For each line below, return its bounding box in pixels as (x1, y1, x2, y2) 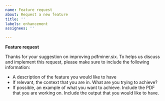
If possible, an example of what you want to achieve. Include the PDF (12, 84, 155, 90)
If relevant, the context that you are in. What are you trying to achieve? (12, 79, 157, 85)
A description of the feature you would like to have (12, 74, 116, 80)
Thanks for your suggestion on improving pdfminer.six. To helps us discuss (5, 53, 160, 60)
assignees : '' (5, 26, 35, 31)
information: (5, 64, 30, 70)
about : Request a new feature (5, 12, 68, 17)
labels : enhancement (5, 21, 48, 26)
